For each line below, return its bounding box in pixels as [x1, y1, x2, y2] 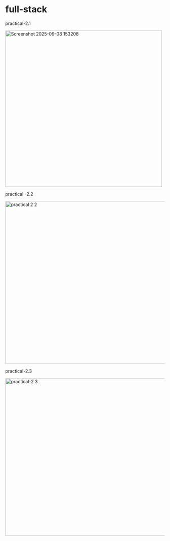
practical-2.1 [5, 20, 31, 26]
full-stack [5, 4, 47, 15]
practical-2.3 [5, 368, 32, 374]
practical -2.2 [5, 191, 34, 197]
